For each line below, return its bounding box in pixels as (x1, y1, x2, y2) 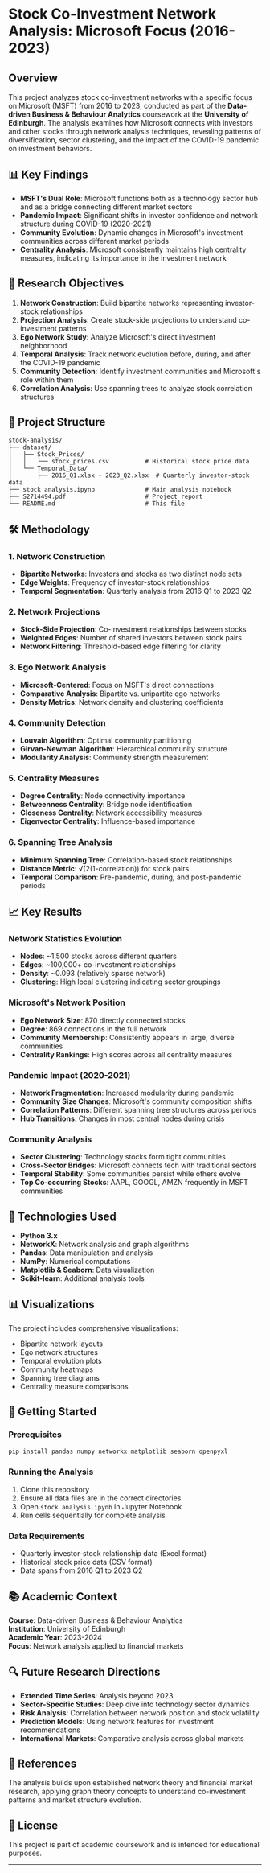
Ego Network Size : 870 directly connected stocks (19, 1015, 186, 1025)
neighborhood (19, 340, 67, 350)
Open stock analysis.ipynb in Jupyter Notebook (19, 1501, 182, 1511)
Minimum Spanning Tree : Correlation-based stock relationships (19, 854, 233, 865)
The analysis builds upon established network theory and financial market (8, 1778, 253, 1788)
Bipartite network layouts (19, 1339, 103, 1348)
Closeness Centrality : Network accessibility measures (19, 808, 202, 817)
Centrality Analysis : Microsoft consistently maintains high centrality (19, 245, 247, 254)
